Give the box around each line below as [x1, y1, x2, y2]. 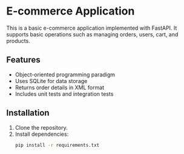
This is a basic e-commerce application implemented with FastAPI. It [6, 24, 177, 32]
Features [6, 55, 41, 65]
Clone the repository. [15, 124, 68, 131]
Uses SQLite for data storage [15, 77, 88, 84]
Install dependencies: [15, 130, 69, 138]
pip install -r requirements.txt [15, 142, 100, 148]
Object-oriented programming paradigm [15, 71, 116, 78]
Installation [6, 108, 50, 118]
